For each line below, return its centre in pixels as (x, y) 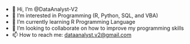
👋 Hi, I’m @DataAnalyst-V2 (45, 9)
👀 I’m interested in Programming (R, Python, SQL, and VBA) (85, 15)
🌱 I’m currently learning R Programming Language (74, 22)
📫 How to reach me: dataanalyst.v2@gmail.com (72, 35)
